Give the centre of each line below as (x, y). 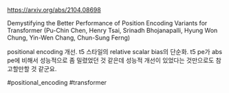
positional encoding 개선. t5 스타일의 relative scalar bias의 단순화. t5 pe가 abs (115, 52)
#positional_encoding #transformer (57, 82)
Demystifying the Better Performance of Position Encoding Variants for (107, 23)
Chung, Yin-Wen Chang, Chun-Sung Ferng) (69, 38)
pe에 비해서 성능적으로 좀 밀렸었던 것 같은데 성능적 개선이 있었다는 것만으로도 (111, 60)
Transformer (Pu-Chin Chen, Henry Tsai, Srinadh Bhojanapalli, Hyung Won (112, 30)
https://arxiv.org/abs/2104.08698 (54, 10)
